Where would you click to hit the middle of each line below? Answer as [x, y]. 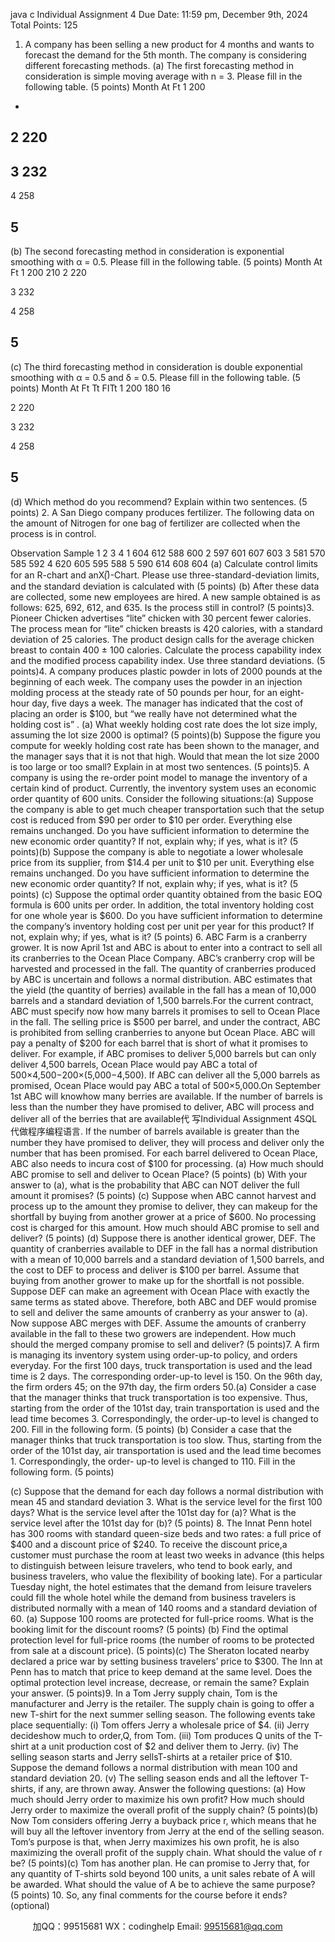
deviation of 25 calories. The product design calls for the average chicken [162, 639]
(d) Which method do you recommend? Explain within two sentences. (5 [159, 501]
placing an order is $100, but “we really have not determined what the [154, 713]
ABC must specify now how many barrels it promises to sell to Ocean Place [165, 1011]
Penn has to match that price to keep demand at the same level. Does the [161, 1671]
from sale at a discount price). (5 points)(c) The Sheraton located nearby [160, 1650]
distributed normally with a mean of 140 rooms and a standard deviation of [164, 1608]
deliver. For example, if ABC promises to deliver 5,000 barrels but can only [163, 1053]
